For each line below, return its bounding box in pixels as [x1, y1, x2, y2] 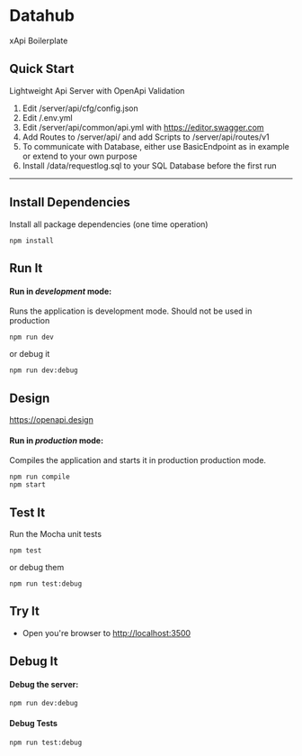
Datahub [9, 5, 75, 26]
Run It [9, 260, 43, 276]
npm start [9, 480, 47, 489]
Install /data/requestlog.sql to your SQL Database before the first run [22, 159, 277, 171]
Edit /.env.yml [22, 112, 74, 123]
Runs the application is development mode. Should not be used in [9, 305, 253, 316]
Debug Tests [9, 717, 58, 728]
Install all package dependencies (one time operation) [9, 218, 209, 230]
